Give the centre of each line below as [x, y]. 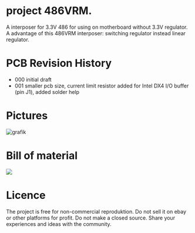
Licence [26, 195]
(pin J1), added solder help [47, 92]
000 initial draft [33, 79]
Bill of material [42, 156]
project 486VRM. [49, 11]
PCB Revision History [59, 63]
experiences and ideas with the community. [59, 224]
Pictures [27, 116]
